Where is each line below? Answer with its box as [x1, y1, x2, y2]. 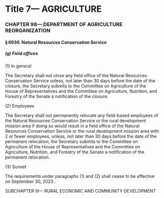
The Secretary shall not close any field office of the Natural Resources [5, 72, 147, 78]
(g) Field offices [5, 51, 38, 57]
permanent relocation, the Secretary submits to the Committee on [5, 139, 138, 144]
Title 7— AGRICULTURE [5, 3, 102, 15]
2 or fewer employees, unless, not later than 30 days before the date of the [5, 133, 157, 139]
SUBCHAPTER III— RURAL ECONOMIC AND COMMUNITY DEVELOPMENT [5, 188, 156, 194]
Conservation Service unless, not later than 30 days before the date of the [5, 78, 156, 84]
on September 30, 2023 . [5, 178, 56, 184]
